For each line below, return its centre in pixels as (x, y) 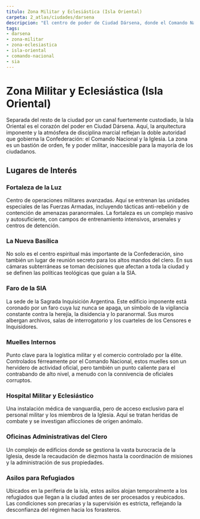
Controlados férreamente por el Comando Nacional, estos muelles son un (96, 361)
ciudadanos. (21, 152)
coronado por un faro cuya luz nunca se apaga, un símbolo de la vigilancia (98, 308)
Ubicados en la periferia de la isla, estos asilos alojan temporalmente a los (97, 490)
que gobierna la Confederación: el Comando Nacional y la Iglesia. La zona (97, 139)
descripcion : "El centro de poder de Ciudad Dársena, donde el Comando (97, 23)
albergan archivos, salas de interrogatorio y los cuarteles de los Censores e (99, 320)
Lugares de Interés (42, 170)
